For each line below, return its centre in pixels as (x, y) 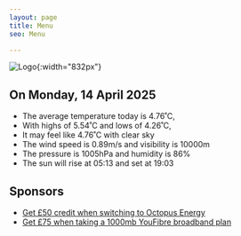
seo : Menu (28, 34)
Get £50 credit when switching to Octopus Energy (114, 212)
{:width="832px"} (69, 67)
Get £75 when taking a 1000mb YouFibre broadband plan (127, 222)
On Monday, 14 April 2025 (83, 94)
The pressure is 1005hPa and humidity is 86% (106, 154)
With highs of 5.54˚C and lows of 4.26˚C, (96, 126)
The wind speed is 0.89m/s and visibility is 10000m (116, 145)
